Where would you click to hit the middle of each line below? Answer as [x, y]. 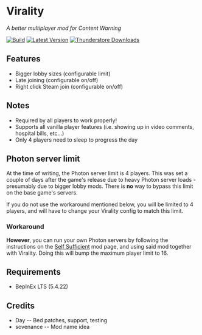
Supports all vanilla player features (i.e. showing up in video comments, [105, 126]
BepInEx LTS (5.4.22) [42, 286]
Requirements [33, 272]
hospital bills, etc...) [40, 133]
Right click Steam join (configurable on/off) [69, 86]
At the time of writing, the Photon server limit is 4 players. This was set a [97, 173]
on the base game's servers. [42, 193]
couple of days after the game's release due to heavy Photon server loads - [101, 180]
